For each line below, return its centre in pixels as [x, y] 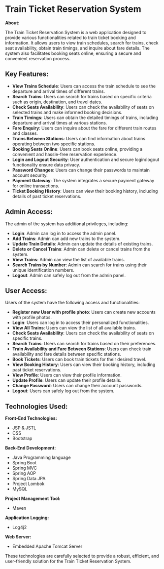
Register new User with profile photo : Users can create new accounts [84, 312]
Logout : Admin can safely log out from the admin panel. [69, 275]
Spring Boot [24, 463]
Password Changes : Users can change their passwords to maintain [81, 170]
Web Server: [18, 537]
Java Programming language [41, 457]
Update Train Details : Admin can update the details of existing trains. [82, 244]
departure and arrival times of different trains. [58, 91]
